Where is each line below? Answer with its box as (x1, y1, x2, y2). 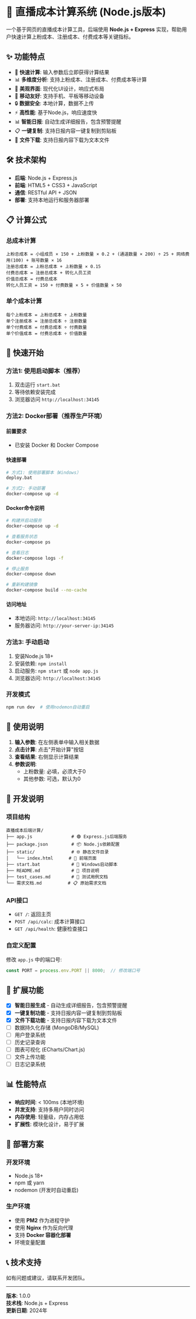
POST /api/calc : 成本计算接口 (14, 918, 86, 925)
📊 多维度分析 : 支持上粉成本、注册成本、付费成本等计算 (14, 76, 147, 83)
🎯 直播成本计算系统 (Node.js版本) (6, 5, 166, 19)
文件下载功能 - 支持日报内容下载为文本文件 (14, 1016, 118, 1023)
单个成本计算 (6, 297, 43, 305)
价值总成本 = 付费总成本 (6, 276, 58, 282)
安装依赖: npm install (14, 660, 67, 667)
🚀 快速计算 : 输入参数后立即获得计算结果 (14, 68, 110, 76)
